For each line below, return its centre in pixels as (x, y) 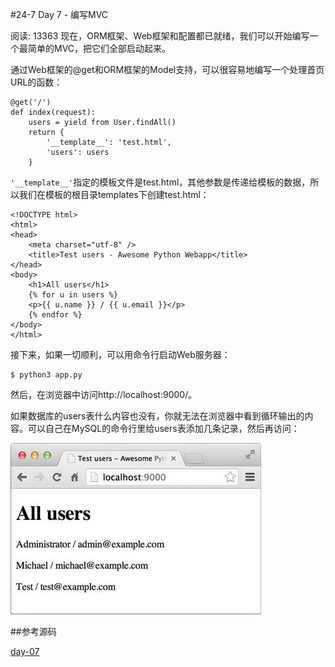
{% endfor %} (55, 315)
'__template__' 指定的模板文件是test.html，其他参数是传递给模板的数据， (160, 182)
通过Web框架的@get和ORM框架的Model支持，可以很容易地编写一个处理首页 (167, 69)
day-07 (25, 651)
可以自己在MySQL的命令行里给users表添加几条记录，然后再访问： (163, 428)
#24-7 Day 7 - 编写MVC (59, 14)
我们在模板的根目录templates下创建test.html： (114, 194)
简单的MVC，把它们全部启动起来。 (99, 48)
